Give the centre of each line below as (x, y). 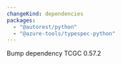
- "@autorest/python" (45, 27)
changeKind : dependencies (45, 14)
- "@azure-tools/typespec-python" (64, 33)
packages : (21, 20)
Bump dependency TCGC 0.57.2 (54, 53)
